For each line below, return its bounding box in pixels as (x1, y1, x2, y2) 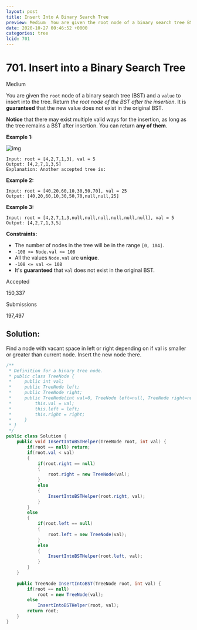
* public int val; (8, 379, 64, 385)
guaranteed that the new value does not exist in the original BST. (6, 104, 163, 112)
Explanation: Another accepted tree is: (6, 166, 107, 172)
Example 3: (6, 203, 34, 210)
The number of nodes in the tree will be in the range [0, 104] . (14, 241, 164, 248)
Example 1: (6, 133, 33, 140)
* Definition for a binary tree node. (8, 368, 104, 373)
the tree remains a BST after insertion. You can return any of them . (6, 122, 168, 129)
